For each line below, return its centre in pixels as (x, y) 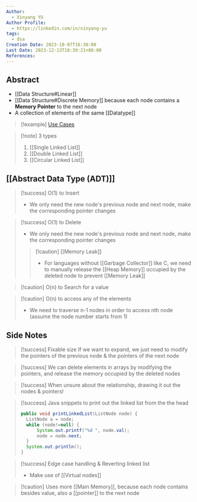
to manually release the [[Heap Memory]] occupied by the (115, 269)
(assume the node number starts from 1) (78, 317)
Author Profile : (26, 23)
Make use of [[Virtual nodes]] (65, 475)
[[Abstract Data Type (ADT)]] (61, 179)
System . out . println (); (54, 447)
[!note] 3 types (39, 136)
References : (21, 56)
